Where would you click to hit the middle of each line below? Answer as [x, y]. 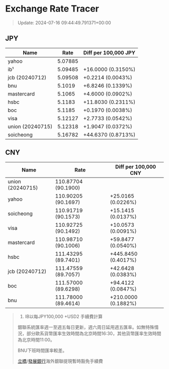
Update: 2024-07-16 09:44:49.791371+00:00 [64, 23]
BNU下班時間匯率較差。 [42, 350]
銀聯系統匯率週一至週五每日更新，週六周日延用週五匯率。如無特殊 [86, 327]
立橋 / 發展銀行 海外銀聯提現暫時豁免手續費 [60, 361]
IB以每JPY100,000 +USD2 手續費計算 [64, 316]
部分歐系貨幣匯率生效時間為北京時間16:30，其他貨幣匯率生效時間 [94, 333]
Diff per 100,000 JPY [109, 52]
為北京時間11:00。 [36, 339]
